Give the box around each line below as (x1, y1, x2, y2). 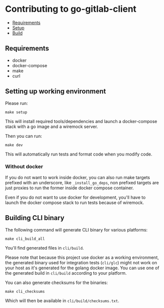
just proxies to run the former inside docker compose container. (5, 185, 134, 191)
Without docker (5, 163, 43, 170)
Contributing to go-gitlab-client (5, 3, 137, 15)
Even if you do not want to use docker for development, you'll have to (5, 194, 146, 200)
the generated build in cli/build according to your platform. (5, 270, 127, 276)
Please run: (5, 100, 28, 106)
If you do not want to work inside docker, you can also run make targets (5, 174, 150, 180)
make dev (5, 142, 23, 148)
